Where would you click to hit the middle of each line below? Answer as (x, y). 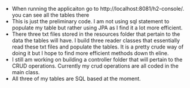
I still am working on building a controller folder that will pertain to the (97, 60)
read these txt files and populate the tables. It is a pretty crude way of (98, 47)
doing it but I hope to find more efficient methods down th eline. (90, 53)
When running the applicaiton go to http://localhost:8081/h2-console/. (98, 9)
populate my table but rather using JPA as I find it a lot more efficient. (97, 28)
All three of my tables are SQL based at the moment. (76, 78)
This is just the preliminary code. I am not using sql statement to (91, 21)
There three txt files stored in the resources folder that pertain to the (96, 34)
